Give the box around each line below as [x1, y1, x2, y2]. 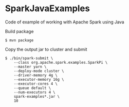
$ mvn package [5, 37, 34, 43]
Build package [5, 28, 34, 34]
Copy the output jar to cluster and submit [5, 46, 88, 52]
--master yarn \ [14, 64, 47, 69]
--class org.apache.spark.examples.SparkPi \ [14, 60, 108, 65]
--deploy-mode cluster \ [14, 69, 64, 73]
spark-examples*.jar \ [14, 94, 60, 99]
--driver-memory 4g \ [14, 72, 57, 78]
